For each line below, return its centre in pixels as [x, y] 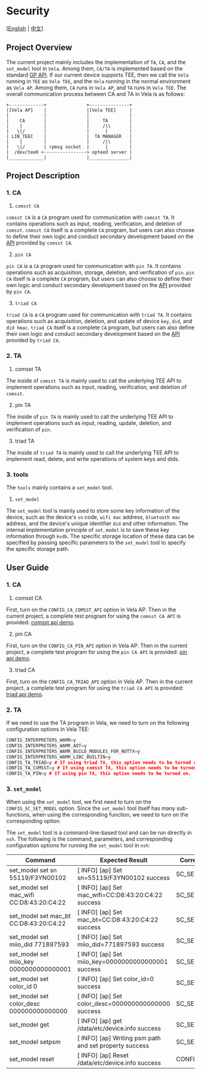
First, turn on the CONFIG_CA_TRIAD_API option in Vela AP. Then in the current [100, 681]
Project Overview [39, 48]
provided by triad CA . [33, 341]
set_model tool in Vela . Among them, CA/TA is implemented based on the [95, 68]
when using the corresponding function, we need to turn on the [110, 815]
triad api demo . [25, 694]
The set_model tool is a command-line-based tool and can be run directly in [99, 833]
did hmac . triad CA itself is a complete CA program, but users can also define [100, 327]
